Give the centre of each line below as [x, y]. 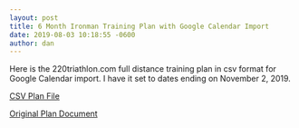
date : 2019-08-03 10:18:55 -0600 [72, 34]
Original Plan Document [53, 113]
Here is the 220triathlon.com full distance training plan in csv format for [143, 69]
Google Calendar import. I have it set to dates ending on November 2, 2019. [150, 79]
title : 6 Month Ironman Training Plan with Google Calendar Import [140, 26]
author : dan [32, 43]
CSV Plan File [35, 96]
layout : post [34, 18]
